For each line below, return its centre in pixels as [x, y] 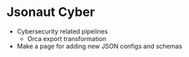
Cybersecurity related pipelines [62, 31]
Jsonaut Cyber [51, 12]
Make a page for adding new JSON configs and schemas [99, 46]
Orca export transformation [67, 38]
